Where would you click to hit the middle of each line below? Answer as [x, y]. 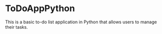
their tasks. [17, 27]
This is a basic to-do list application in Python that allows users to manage [81, 22]
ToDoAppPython [40, 8]
